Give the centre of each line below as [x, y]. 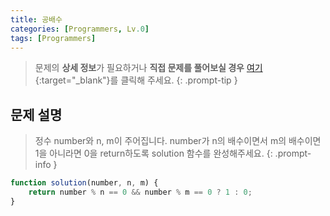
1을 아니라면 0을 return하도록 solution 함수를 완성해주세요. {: [153, 153]
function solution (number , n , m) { [84, 183]
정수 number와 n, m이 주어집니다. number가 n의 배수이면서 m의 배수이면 [178, 141]
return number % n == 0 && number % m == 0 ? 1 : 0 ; [140, 192]
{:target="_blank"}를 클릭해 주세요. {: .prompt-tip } [136, 80]
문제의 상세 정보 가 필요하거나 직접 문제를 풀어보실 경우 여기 [148, 68]
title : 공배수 [36, 19]
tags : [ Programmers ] [53, 38]
